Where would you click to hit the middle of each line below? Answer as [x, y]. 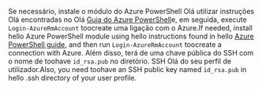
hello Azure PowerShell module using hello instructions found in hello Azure [131, 36]
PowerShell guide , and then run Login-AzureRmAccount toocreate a [115, 45]
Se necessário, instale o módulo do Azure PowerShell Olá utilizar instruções [131, 11]
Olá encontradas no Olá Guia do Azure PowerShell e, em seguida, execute [127, 20]
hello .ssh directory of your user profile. [73, 78]
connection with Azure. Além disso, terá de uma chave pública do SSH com [131, 53]
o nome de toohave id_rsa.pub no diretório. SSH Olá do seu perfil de [120, 61]
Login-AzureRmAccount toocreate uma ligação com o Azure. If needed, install [130, 28]
